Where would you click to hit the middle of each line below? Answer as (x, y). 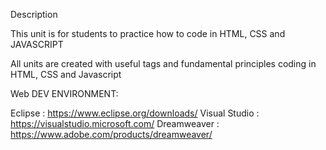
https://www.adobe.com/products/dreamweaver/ (111, 134)
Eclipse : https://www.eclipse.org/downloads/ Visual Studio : (135, 113)
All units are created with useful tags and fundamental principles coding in (163, 63)
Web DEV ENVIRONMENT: (64, 93)
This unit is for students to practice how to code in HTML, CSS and (148, 33)
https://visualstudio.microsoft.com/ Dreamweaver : (115, 123)
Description (34, 14)
